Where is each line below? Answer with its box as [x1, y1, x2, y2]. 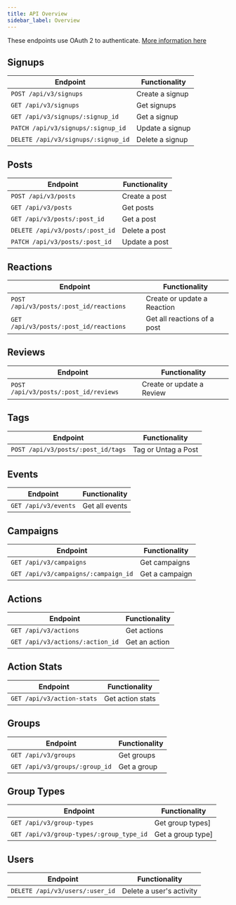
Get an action [125, 637, 170, 646]
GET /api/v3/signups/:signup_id [11, 113, 119, 121]
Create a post [122, 191, 167, 201]
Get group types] [154, 818, 211, 828]
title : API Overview [7, 10, 68, 18]
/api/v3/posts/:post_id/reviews [11, 388, 119, 396]
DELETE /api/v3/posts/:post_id [11, 226, 116, 235]
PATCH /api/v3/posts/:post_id [11, 238, 112, 246]
